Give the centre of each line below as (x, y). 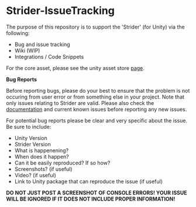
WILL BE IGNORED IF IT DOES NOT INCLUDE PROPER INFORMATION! (91, 199)
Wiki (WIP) (27, 50)
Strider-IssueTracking (61, 11)
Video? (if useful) (35, 175)
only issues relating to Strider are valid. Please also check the (80, 103)
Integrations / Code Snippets (49, 57)
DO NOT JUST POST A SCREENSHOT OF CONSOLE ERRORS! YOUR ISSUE (97, 192)
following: (18, 33)
